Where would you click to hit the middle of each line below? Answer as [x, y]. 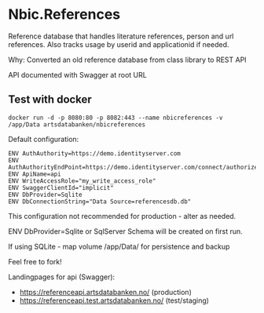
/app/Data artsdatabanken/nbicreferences [77, 124]
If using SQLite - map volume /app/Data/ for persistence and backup [119, 246]
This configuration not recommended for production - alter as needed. [122, 216]
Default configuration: [44, 139]
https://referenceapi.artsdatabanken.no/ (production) [106, 292]
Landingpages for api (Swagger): [62, 277]
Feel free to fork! [35, 261]
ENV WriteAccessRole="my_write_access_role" [82, 181]
